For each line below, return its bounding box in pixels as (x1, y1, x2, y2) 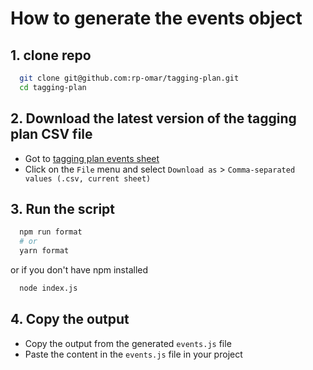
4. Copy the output (10, 311, 130, 328)
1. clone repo (10, 47, 92, 64)
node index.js (19, 283, 78, 293)
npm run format (19, 227, 83, 237)
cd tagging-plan (19, 82, 87, 92)
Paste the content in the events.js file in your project (24, 348, 243, 360)
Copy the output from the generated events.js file (24, 337, 232, 349)
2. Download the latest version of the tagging (10, 110, 297, 127)
